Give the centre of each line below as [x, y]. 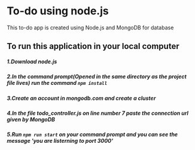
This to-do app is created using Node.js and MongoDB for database [90, 27]
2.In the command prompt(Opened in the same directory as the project [97, 76]
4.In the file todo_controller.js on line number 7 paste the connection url [98, 113]
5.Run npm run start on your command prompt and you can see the [92, 134]
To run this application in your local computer [93, 46]
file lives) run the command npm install [57, 83]
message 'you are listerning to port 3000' [60, 141]
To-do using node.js [58, 11]
